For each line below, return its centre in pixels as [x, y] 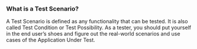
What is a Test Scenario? [42, 9]
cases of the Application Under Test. [51, 40]
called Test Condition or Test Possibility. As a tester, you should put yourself [98, 27]
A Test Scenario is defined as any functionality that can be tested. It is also [97, 22]
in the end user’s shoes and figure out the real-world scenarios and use [93, 34]
